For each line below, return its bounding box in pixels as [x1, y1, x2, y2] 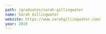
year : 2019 [5, 21, 28, 26]
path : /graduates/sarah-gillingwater [5, 7, 84, 12]
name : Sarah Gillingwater [5, 12, 59, 17]
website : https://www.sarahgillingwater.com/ [5, 16, 101, 21]
